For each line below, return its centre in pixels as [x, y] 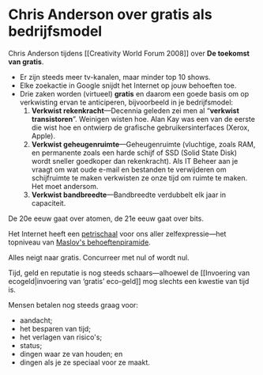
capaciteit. [49, 203]
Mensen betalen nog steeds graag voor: [73, 305]
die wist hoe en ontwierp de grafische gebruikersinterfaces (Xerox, [141, 127]
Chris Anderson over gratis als [110, 15]
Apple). [43, 135]
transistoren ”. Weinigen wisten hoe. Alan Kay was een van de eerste [143, 119]
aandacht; [36, 320]
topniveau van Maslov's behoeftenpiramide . [80, 242]
